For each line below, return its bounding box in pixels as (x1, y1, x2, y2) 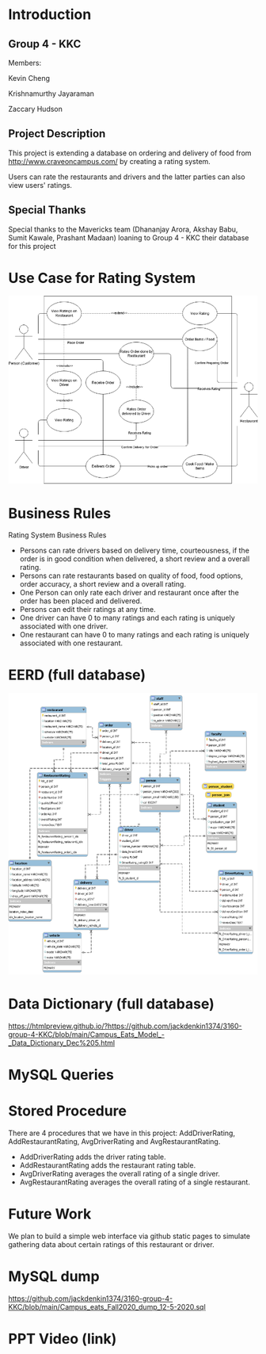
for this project (8, 241, 57, 251)
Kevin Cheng (8, 74, 50, 82)
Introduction (8, 6, 92, 24)
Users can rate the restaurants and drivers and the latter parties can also (8, 172, 245, 182)
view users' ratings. (8, 180, 73, 189)
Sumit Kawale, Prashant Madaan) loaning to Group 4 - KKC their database (8, 232, 249, 243)
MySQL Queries (8, 1065, 115, 1084)
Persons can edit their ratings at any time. (19, 605, 156, 614)
